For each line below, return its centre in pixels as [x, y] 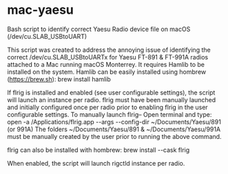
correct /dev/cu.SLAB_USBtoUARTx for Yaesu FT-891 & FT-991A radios [108, 57]
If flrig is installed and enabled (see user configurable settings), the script [111, 93]
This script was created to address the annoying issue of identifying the [109, 50]
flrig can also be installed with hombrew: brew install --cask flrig [99, 150]
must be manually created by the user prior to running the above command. [114, 136]
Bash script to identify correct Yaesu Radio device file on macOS [99, 29]
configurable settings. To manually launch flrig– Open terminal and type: [110, 114]
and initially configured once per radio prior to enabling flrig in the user [107, 107]
